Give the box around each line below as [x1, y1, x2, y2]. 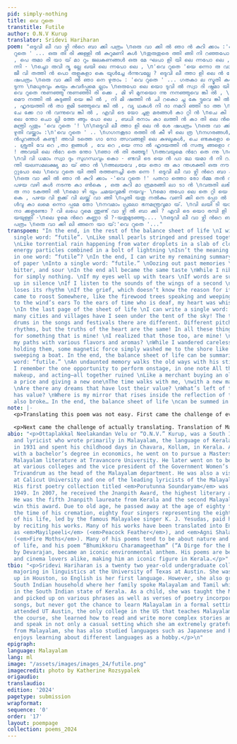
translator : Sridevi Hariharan [7, 37, 99, 44]
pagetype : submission [7, 693, 71, 700]
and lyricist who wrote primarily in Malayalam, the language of [13, 437, 210, 444]
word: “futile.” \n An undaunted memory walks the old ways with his [13, 358, 219, 366]
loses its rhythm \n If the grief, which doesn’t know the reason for [13, 286, 222, 293]
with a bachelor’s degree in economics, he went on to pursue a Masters [13, 450, 232, 457]
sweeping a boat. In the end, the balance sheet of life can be [13, 352, 207, 359]
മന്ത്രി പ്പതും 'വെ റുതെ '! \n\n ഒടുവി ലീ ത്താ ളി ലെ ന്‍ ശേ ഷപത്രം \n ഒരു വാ [13, 122, 221, 129]
